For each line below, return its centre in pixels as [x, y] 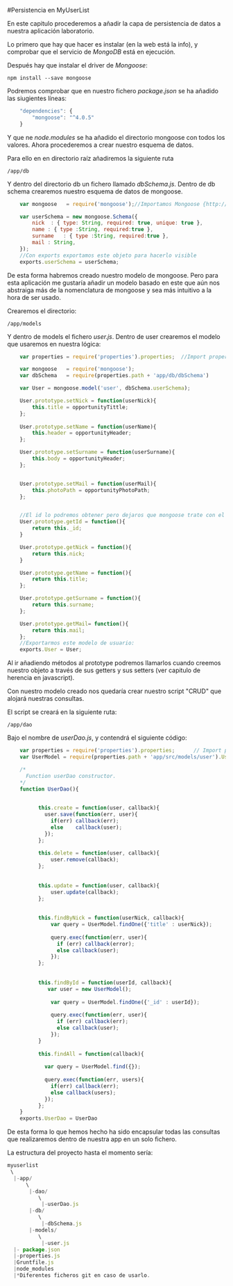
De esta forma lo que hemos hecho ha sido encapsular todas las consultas [114, 1132]
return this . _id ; [57, 528]
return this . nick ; [59, 554]
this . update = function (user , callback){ [98, 886]
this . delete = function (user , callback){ [98, 853]
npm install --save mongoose [49, 78]
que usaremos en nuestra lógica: [54, 344]
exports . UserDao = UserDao [59, 1119]
